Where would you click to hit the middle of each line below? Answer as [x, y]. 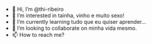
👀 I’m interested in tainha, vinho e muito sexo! [68, 15]
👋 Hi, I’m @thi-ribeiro [38, 9]
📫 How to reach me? [38, 35]
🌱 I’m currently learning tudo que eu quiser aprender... [79, 22]
